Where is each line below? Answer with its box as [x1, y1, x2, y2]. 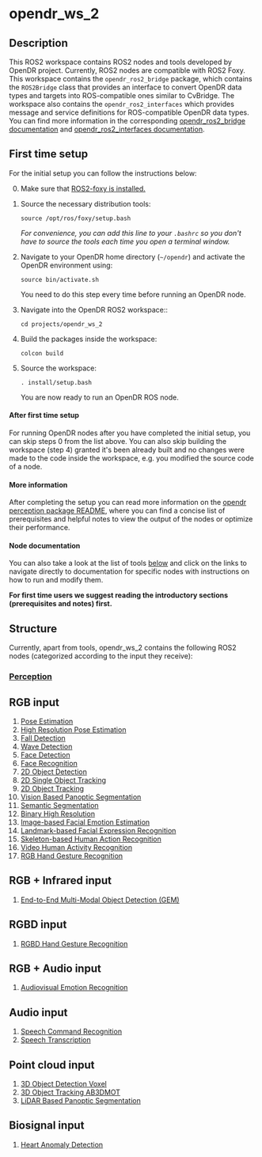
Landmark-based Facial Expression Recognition [20, 825, 177, 835]
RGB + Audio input [9, 962, 101, 975]
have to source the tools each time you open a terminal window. [20, 237, 230, 246]
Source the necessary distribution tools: [20, 199, 151, 208]
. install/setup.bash [20, 378, 92, 386]
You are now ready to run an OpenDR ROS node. [20, 393, 179, 402]
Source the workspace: [20, 363, 97, 373]
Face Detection [20, 749, 70, 760]
